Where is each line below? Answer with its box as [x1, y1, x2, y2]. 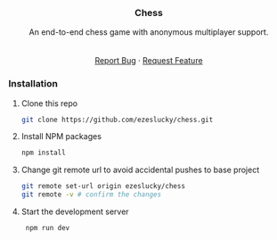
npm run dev [25, 224, 70, 233]
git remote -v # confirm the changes [20, 190, 162, 199]
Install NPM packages [20, 131, 102, 142]
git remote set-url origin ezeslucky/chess [20, 182, 186, 191]
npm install [20, 148, 66, 158]
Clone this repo [20, 97, 77, 109]
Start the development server [20, 206, 130, 217]
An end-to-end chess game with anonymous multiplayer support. [29, 27, 269, 37]
